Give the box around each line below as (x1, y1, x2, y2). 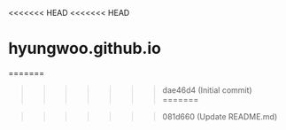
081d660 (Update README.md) (162, 111, 278, 122)
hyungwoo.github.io (8, 39, 161, 58)
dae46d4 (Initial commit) (162, 84, 253, 96)
